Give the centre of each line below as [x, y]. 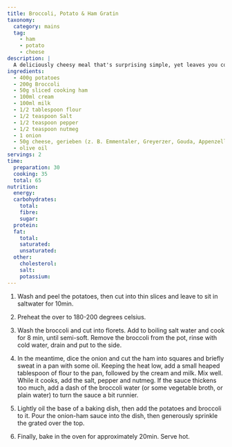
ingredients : [26, 71]
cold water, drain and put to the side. [69, 345]
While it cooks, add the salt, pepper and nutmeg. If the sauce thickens [117, 380]
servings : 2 [24, 155]
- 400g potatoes [37, 78]
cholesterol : [38, 264]
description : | [29, 59]
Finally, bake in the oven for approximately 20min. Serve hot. [103, 436]
